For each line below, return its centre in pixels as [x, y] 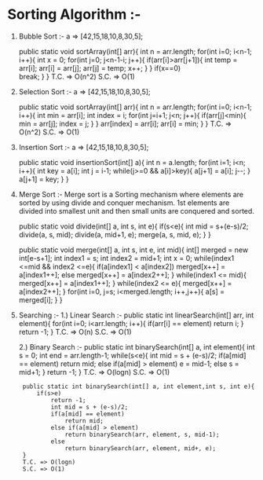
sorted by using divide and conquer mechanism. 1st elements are [124, 203]
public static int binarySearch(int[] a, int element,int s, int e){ [139, 387]
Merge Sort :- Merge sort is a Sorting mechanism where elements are [131, 194]
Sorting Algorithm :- [74, 15]
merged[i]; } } [41, 299]
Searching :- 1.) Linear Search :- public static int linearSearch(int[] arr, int [136, 315]
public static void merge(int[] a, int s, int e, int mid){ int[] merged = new [133, 250]
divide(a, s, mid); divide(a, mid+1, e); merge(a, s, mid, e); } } [115, 234]
